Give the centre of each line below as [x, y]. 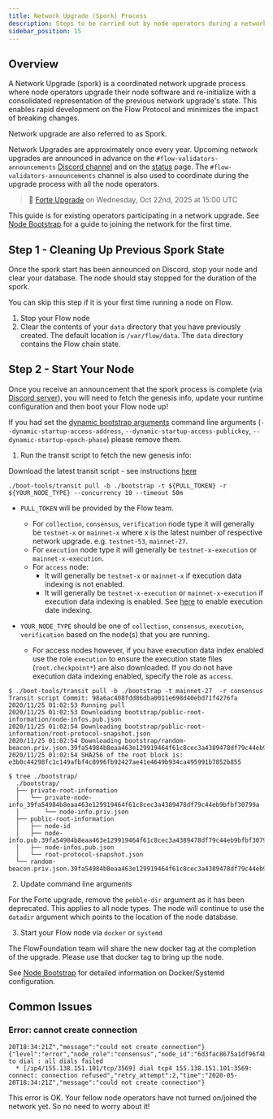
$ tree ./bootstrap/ [43, 776]
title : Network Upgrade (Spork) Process [78, 16]
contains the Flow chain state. [70, 344]
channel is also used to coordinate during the [173, 176]
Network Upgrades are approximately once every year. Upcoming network [133, 150]
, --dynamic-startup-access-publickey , [186, 431]
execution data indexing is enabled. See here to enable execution [154, 601]
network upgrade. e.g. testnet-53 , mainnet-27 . [110, 540]
